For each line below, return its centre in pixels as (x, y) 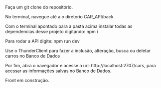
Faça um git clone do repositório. (39, 7)
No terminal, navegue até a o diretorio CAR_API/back (59, 17)
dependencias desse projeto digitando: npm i (52, 31)
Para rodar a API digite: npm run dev (42, 41)
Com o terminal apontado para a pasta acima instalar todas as (69, 26)
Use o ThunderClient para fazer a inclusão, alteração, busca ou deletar (78, 51)
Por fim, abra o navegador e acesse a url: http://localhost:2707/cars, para (80, 66)
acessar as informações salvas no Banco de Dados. (58, 71)
